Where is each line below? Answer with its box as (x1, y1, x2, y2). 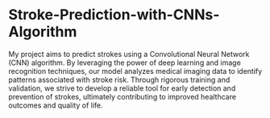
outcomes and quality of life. (8, 100, 103, 110)
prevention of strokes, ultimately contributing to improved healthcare (8, 92, 236, 101)
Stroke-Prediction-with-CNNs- (8, 6, 220, 24)
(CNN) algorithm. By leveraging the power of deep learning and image (8, 58, 242, 67)
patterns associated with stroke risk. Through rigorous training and (8, 75, 231, 84)
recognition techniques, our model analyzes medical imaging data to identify (8, 66, 263, 75)
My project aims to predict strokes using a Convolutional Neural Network (8, 49, 250, 59)
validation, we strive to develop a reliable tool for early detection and (8, 83, 236, 93)
